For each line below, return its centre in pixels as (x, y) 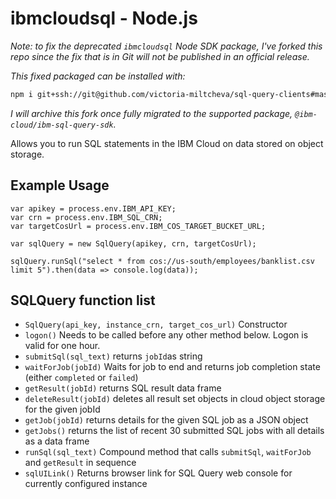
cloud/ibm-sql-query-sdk (62, 125)
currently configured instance (86, 484)
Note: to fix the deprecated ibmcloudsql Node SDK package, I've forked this (166, 46)
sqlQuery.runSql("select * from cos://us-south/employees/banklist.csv (162, 261)
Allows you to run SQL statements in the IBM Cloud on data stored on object (167, 143)
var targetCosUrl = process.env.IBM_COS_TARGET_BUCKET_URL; (138, 226)
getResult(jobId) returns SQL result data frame (123, 388)
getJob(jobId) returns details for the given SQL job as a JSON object (166, 420)
